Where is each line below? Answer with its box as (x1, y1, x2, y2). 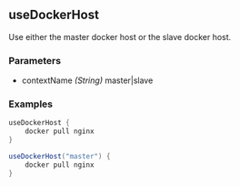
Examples (8, 98, 54, 110)
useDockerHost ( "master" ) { (8, 152, 111, 161)
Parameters (8, 54, 61, 67)
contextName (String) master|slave (21, 75, 154, 86)
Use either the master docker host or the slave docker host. (8, 31, 232, 42)
